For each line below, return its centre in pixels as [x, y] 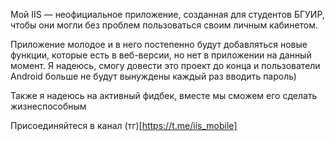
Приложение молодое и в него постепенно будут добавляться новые [159, 44]
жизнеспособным [48, 106]
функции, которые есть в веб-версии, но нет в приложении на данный [161, 55]
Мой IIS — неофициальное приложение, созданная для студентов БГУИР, [167, 14]
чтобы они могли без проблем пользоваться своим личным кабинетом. [164, 25]
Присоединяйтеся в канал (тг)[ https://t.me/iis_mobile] [124, 125]
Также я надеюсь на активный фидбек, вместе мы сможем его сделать [164, 95]
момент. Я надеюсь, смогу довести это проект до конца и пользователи [165, 65]
